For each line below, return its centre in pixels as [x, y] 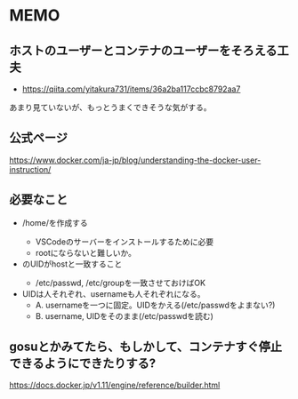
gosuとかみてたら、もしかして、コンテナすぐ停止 [146, 347]
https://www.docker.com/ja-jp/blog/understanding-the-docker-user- [135, 160]
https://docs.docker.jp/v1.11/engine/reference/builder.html [115, 385]
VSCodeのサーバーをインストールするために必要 [125, 242]
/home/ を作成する [55, 222]
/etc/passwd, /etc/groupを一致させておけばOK [121, 283]
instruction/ [30, 169]
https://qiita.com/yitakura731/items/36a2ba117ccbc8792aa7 [131, 89]
